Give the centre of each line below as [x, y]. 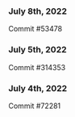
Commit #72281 [35, 106]
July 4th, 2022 [38, 88]
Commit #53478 [35, 29]
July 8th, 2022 [37, 11]
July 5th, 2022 [37, 50]
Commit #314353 [37, 67]
